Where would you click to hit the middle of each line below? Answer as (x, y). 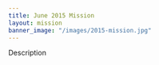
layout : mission (35, 23)
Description (27, 53)
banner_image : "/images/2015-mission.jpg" (80, 30)
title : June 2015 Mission (51, 15)
